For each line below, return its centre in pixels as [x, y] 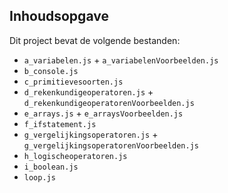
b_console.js [51, 71]
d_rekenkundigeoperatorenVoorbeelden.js [109, 103]
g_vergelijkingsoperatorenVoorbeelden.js [111, 145]
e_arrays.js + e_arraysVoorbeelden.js [103, 113]
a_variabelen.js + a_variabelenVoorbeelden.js [121, 60]
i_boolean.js [51, 167]
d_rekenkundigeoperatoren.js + [88, 91]
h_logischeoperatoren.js [75, 156]
